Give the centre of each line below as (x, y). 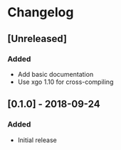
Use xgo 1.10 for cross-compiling (65, 82)
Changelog (41, 12)
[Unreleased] (37, 39)
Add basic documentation (56, 74)
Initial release (37, 140)
